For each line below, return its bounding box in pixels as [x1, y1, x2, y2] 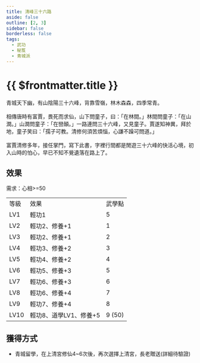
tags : [6, 36, 20, 42]
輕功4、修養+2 [29, 255, 71, 264]
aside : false [6, 14, 39, 20]
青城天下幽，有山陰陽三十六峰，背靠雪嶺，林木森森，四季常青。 [6, 99, 162, 106]
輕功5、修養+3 [29, 267, 71, 275]
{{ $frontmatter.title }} [6, 79, 118, 92]
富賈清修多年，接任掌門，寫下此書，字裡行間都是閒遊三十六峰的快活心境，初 [6, 141, 194, 149]
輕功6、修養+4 [29, 289, 71, 298]
